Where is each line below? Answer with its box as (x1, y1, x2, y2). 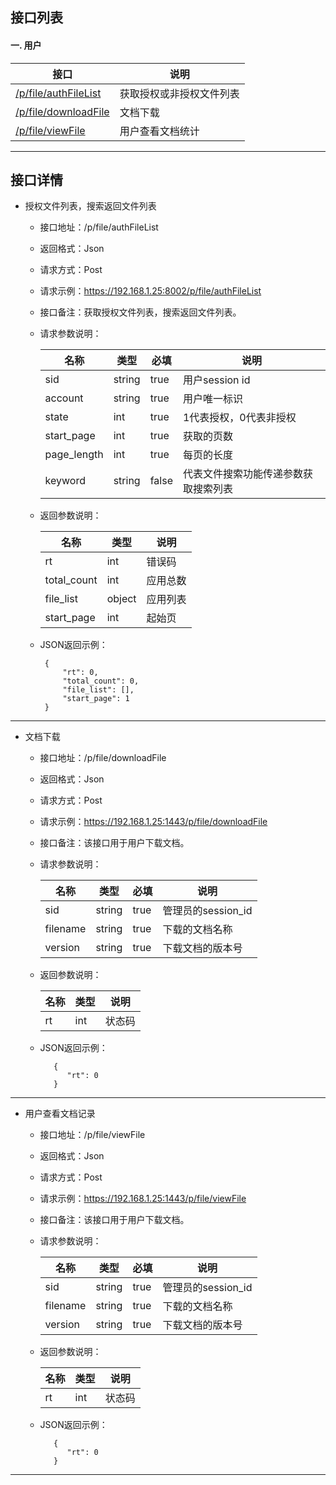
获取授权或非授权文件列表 (119, 86, 240, 100)
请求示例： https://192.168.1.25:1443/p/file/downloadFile (39, 816, 268, 828)
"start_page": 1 (62, 694, 130, 704)
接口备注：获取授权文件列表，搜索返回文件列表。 (39, 306, 242, 318)
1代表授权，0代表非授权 (182, 411, 297, 425)
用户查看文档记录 (24, 1108, 96, 1120)
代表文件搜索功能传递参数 (182, 467, 303, 481)
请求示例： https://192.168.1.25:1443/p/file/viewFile (39, 1193, 247, 1205)
